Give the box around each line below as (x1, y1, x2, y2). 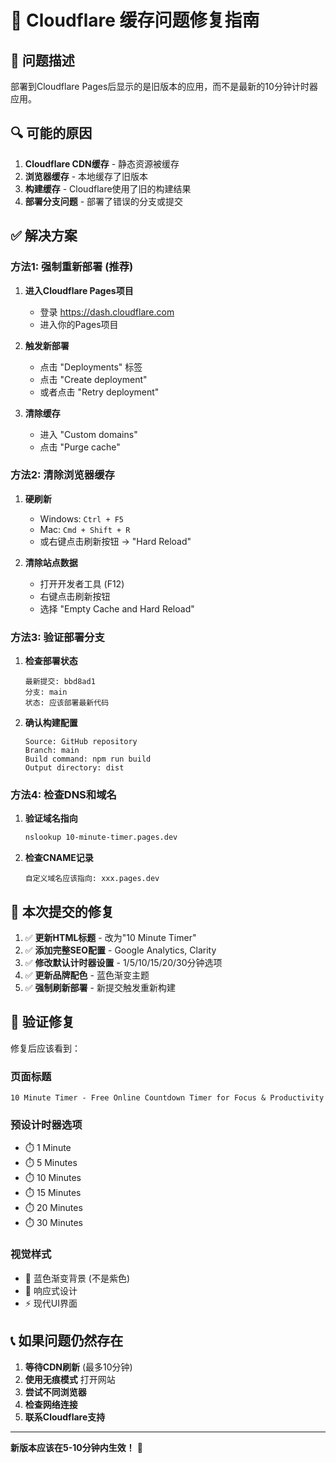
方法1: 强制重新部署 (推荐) (10, 260, 134, 274)
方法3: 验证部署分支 (10, 630, 105, 644)
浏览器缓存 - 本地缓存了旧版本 (24, 170, 149, 182)
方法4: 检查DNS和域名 (10, 788, 117, 802)
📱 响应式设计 (24, 1284, 78, 1296)
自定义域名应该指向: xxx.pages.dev (24, 874, 160, 884)
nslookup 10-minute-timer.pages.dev (24, 832, 178, 843)
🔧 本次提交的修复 (10, 903, 115, 920)
